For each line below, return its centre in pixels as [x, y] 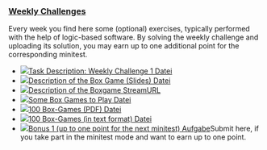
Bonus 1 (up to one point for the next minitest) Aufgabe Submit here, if [144, 129]
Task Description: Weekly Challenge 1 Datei [100, 71]
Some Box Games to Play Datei [79, 100]
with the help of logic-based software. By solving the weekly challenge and [133, 37]
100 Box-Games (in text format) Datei [90, 119]
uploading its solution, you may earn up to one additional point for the [124, 46]
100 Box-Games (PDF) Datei [75, 110]
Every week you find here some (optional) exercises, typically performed [129, 29]
